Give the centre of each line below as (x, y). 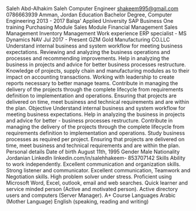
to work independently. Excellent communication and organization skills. (93, 164)
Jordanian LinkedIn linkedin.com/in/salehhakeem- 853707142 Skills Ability (96, 158)
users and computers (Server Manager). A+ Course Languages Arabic (91, 195)
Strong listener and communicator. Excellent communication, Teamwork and (98, 170)
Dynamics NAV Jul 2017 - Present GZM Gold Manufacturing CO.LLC (88, 40)
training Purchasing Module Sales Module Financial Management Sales (92, 27)
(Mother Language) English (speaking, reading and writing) (77, 201)
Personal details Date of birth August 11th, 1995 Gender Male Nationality (93, 152)
